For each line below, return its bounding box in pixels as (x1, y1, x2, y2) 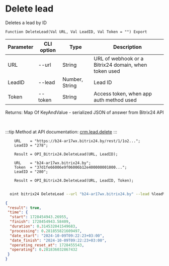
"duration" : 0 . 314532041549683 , (10, 224, 78, 229)
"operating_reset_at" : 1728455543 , (10, 242, 84, 247)
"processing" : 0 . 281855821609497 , (10, 228, 82, 233)
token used (94, 67, 120, 74)
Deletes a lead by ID (5, 20, 47, 26)
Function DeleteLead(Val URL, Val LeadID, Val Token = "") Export (5, 29, 147, 34)
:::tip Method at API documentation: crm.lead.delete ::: (5, 128, 117, 135)
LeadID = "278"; (14, 143, 49, 148)
